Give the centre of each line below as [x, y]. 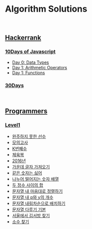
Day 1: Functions [28, 73]
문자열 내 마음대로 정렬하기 [37, 191]
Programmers [26, 111]
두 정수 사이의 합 [28, 185]
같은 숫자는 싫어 [27, 173]
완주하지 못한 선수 [29, 136]
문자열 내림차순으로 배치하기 [39, 203]
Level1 [13, 125]
